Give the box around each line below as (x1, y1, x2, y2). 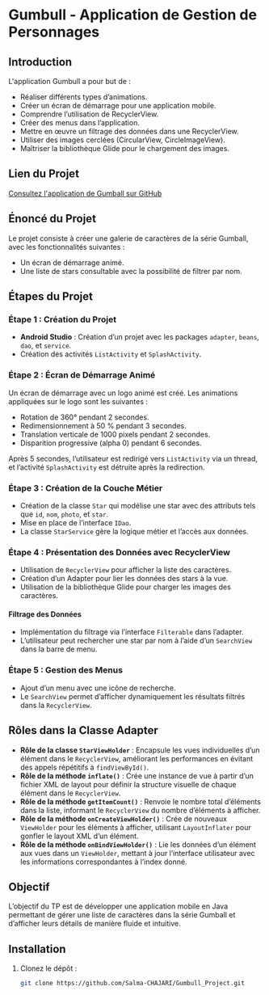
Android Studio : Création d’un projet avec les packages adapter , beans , (19, 332, 260, 342)
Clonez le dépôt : (19, 963, 78, 973)
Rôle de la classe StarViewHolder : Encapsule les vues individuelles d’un (19, 745, 260, 755)
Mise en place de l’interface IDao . (19, 517, 132, 527)
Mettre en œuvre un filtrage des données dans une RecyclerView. (19, 127, 240, 136)
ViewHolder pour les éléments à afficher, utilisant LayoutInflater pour (19, 822, 252, 832)
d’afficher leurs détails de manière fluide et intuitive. (8, 919, 181, 929)
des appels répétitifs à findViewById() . (19, 762, 149, 772)
